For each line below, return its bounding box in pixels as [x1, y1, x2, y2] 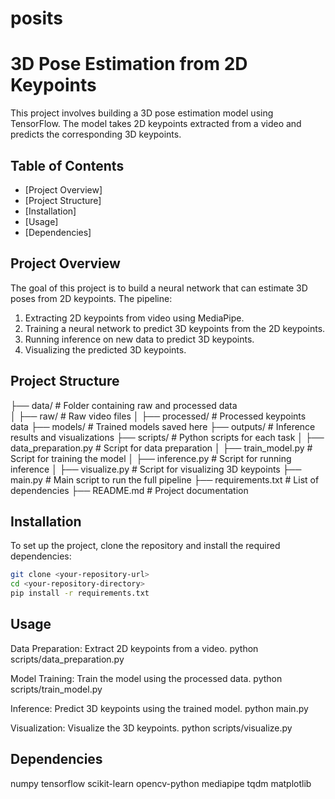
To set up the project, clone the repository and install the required [10, 540, 281, 552]
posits [10, 7, 63, 30]
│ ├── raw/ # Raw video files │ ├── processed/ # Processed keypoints [10, 410, 307, 422]
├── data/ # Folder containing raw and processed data [10, 399, 238, 411]
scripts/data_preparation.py [10, 653, 125, 665]
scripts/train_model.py [10, 683, 103, 695]
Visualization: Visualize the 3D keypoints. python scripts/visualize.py [10, 722, 293, 734]
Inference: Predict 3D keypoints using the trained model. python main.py [10, 702, 309, 714]
